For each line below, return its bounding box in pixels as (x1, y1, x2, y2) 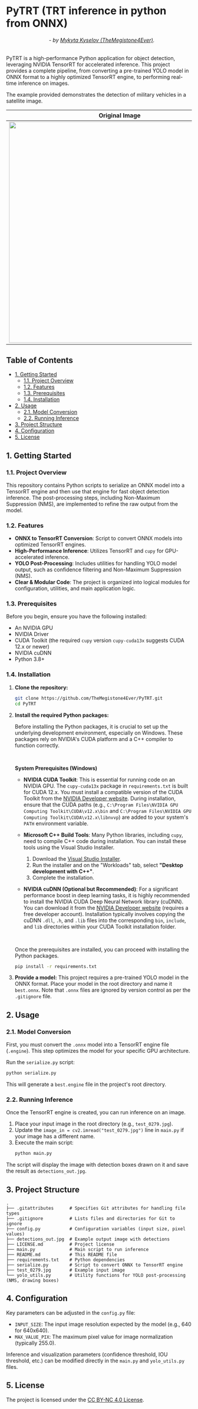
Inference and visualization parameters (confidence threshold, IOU (6, 1351, 168, 1358)
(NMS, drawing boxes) (6, 1278, 60, 1283)
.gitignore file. (14, 993, 52, 1000)
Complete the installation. (32, 874, 94, 881)
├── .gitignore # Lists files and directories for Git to (6, 1216, 176, 1222)
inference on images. (18, 80, 70, 87)
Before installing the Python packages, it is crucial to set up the (14, 723, 169, 730)
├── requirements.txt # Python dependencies (6, 1257, 126, 1263)
